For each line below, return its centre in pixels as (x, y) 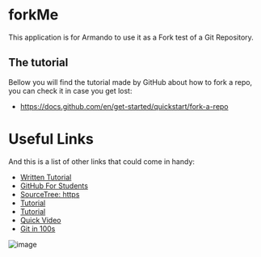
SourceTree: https (50, 194)
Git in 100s (38, 229)
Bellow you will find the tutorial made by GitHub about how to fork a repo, (130, 82)
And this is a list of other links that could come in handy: (102, 161)
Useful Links (51, 139)
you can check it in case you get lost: (70, 91)
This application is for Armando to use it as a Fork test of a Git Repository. (131, 37)
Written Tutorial (46, 177)
